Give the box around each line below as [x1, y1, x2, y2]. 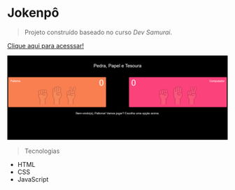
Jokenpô [7, 5, 59, 21]
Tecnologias [24, 147, 60, 155]
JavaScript [17, 175, 49, 184]
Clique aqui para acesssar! [7, 41, 84, 50]
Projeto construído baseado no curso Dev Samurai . [24, 28, 173, 36]
